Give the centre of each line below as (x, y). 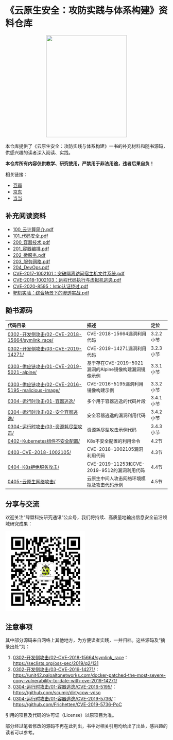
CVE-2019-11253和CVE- (116, 464)
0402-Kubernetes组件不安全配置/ (44, 441)
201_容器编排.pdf (31, 249)
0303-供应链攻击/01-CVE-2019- (45, 366)
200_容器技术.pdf (31, 242)
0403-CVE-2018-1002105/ (39, 452)
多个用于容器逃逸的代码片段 (116, 401)
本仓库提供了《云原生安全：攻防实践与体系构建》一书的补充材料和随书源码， (86, 146)
